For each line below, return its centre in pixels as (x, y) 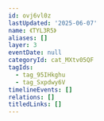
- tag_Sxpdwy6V (40, 82)
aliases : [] (28, 38)
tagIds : (21, 68)
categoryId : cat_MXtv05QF (51, 60)
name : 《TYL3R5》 (33, 30)
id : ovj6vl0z (30, 16)
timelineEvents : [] (40, 90)
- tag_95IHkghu (40, 75)
